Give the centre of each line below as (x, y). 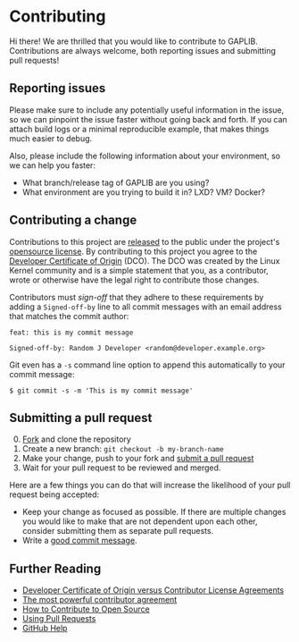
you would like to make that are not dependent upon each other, (140, 521)
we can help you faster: (53, 165)
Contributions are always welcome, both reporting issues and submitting (143, 50)
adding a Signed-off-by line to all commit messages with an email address (146, 307)
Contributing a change (73, 220)
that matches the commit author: (69, 316)
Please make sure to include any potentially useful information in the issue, (147, 110)
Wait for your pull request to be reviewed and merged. (121, 468)
